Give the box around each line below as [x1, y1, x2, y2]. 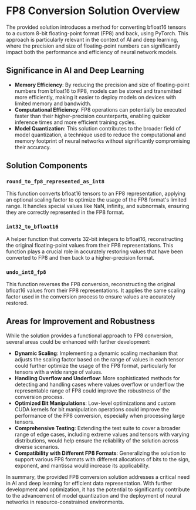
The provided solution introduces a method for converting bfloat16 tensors [6, 24, 187, 31]
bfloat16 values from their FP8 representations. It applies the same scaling [6, 287, 186, 294]
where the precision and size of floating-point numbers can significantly [6, 42, 181, 49]
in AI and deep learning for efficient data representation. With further [6, 479, 173, 486]
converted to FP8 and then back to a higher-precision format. [6, 254, 154, 261]
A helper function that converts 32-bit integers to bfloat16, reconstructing [6, 235, 184, 242]
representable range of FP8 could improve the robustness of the [14, 387, 171, 394]
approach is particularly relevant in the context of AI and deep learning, [6, 36, 179, 43]
